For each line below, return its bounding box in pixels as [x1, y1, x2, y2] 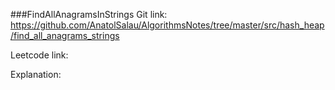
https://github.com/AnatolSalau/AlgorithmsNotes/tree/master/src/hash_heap [10, 19, 325, 31]
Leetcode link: [10, 49, 69, 61]
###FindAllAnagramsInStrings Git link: [10, 9, 168, 20]
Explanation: [10, 69, 62, 80]
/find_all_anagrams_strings [10, 30, 120, 41]
